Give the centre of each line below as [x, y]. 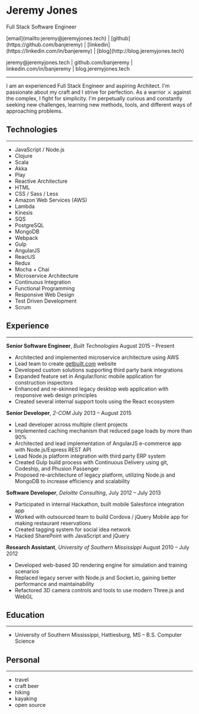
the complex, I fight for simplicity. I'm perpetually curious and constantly [94, 98]
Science [25, 641]
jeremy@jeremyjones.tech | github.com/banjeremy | [70, 62]
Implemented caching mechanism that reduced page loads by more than [103, 430]
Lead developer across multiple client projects [71, 424]
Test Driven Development [46, 301]
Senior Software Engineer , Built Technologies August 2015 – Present [90, 345]
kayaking [26, 699]
